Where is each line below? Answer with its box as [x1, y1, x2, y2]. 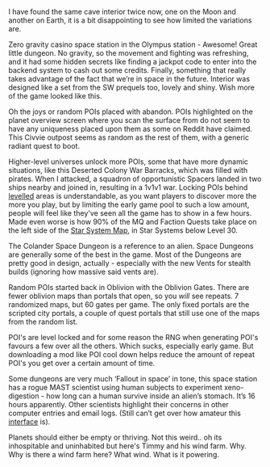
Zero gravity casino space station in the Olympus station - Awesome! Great [8, 40, 258, 49]
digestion [8, 391, 39, 401]
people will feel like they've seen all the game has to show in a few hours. [8, 208, 252, 217]
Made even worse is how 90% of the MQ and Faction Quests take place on [8, 217, 257, 226]
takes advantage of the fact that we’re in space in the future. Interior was [8, 74, 251, 83]
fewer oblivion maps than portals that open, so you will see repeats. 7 [8, 291, 239, 301]
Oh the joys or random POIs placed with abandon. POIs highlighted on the [8, 107, 254, 116]
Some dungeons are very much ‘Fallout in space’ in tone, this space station [8, 374, 258, 383]
